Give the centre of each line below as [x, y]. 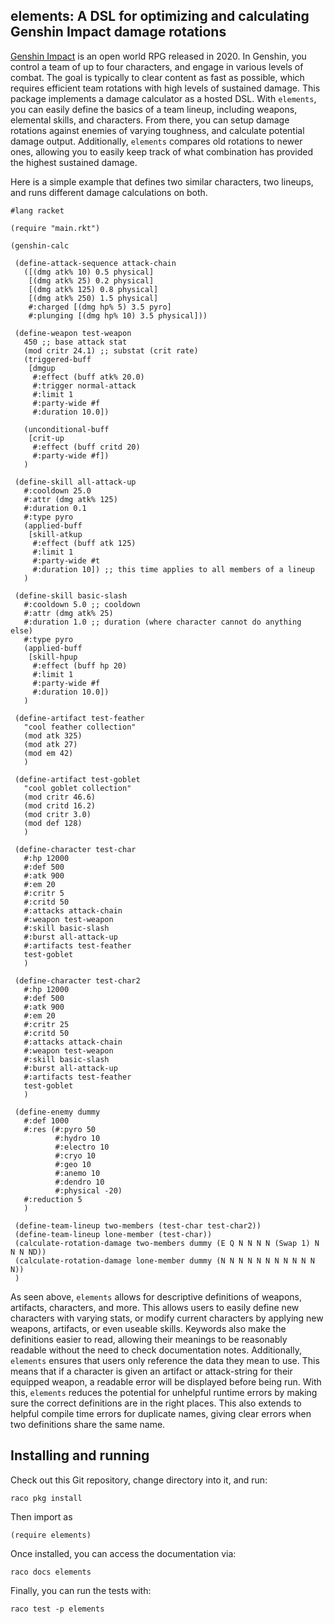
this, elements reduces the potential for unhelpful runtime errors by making [164, 1392]
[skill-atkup [55, 534]
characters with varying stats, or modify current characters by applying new [167, 1318]
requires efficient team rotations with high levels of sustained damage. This [165, 88]
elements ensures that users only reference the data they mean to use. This [165, 1360]
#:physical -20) [88, 1190]
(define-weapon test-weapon [73, 333]
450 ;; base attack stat [75, 342]
